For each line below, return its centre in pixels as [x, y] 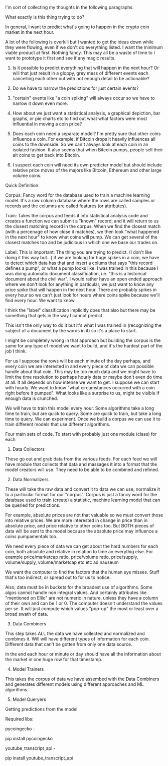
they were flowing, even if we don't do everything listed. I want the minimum [84, 47]
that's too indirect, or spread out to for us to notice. [58, 577]
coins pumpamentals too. [31, 536]
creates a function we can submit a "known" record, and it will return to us [82, 221]
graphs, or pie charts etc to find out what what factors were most [80, 119]
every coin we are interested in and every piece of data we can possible [79, 366]
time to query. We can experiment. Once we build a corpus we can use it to [83, 419]
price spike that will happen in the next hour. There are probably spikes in [81, 290]
